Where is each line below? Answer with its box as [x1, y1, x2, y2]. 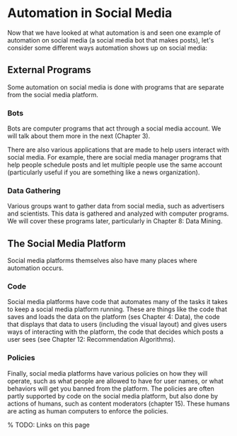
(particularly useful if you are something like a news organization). [7, 168, 200, 177]
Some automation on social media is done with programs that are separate [7, 83, 224, 91]
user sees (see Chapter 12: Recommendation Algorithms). [7, 335, 175, 344]
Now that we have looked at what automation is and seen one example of [7, 28, 221, 37]
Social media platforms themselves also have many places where [7, 257, 197, 265]
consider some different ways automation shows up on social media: [7, 43, 207, 52]
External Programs [7, 64, 92, 76]
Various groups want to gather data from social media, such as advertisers [7, 202, 225, 211]
